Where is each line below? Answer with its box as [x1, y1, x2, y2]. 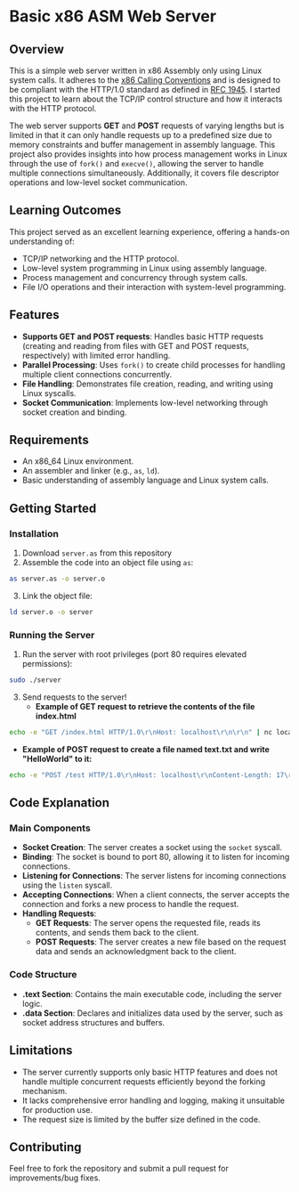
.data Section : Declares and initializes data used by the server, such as [21, 1008, 283, 1018]
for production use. [21, 1104, 93, 1115]
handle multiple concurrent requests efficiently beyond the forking [21, 1075, 266, 1087]
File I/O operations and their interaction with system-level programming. [21, 281, 287, 292]
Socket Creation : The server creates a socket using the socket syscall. [21, 842, 283, 853]
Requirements [9, 433, 89, 448]
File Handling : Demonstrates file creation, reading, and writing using [21, 378, 274, 389]
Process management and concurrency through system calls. [21, 272, 248, 282]
